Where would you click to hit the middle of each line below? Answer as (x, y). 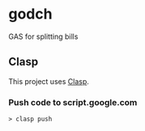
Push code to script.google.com (73, 102)
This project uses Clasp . (49, 81)
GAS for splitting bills (43, 36)
